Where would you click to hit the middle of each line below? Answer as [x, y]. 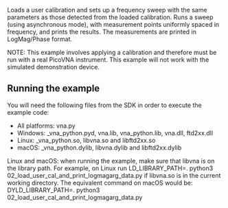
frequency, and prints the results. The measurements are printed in [102, 32]
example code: [28, 112]
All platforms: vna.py [46, 126]
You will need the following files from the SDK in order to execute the [104, 105]
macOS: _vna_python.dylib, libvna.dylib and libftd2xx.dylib [99, 148]
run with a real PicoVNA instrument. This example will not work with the [108, 60]
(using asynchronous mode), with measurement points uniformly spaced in [113, 24]
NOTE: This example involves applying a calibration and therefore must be [112, 52]
